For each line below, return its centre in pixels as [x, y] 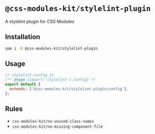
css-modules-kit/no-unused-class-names [53, 121]
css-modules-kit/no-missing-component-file [58, 127]
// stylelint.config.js [30, 75]
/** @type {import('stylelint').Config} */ [50, 80]
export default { [23, 85]
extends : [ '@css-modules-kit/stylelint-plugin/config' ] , [69, 89]
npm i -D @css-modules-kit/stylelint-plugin [51, 48]
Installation [23, 37]
